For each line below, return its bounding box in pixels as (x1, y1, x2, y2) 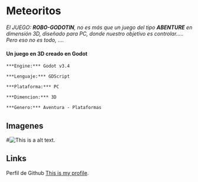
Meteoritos (6, 4, 61, 18)
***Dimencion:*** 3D (6, 94, 57, 100)
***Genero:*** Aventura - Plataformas (6, 105, 102, 111)
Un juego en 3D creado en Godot (6, 50, 87, 57)
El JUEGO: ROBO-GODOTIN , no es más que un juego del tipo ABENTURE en (6, 24, 193, 31)
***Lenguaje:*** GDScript (6, 74, 70, 79)
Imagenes (6, 120, 44, 131)
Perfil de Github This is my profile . (6, 169, 89, 176)
